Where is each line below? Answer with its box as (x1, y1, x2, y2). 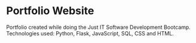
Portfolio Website (6, 4, 94, 18)
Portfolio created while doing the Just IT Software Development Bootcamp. (6, 24, 191, 31)
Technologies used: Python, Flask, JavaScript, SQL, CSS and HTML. (6, 29, 174, 37)
